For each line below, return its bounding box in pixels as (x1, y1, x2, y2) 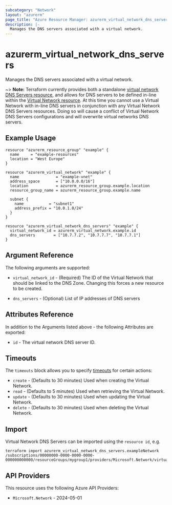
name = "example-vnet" (10, 174, 93, 179)
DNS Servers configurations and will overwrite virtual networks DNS (5, 114, 149, 120)
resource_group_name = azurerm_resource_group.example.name (10, 187, 141, 193)
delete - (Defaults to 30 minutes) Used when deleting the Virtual (12, 405, 149, 411)
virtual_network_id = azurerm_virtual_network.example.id (10, 228, 137, 233)
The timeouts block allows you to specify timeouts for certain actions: (5, 367, 153, 374)
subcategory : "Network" (5, 7, 56, 13)
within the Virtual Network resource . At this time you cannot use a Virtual (5, 97, 159, 103)
